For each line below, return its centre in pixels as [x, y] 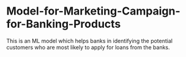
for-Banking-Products [64, 24]
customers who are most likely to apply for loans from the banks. [88, 47]
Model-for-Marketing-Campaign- [93, 11]
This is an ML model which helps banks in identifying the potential [90, 41]
